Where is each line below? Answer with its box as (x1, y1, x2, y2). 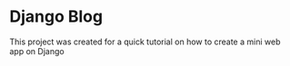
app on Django (9, 45, 65, 56)
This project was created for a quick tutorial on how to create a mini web (9, 36, 281, 47)
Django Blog (9, 6, 103, 27)
